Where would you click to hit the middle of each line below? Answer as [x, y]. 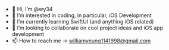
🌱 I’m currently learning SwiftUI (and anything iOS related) [83, 21]
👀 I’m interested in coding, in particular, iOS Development [82, 15]
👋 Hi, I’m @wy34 [32, 9]
